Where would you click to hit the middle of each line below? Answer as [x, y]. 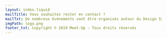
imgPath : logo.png [24, 23]
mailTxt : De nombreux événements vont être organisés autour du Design [81, 19]
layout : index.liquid [28, 10]
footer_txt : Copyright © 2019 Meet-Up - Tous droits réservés [71, 28]
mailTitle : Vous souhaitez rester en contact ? [55, 14]
